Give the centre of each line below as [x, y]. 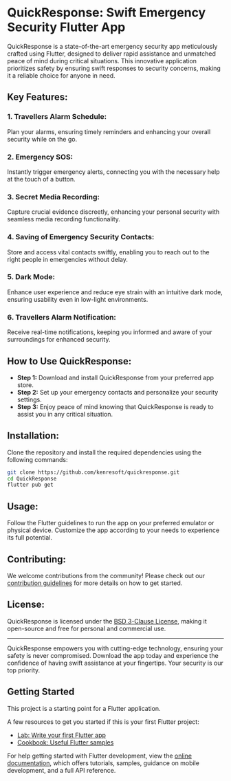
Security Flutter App [66, 27]
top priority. [24, 670]
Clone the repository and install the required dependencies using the [104, 452]
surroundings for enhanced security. [59, 340]
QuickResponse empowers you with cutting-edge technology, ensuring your [115, 648]
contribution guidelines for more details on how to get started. [95, 583]
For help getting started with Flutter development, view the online [100, 756]
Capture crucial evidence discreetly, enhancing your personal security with [113, 212]
